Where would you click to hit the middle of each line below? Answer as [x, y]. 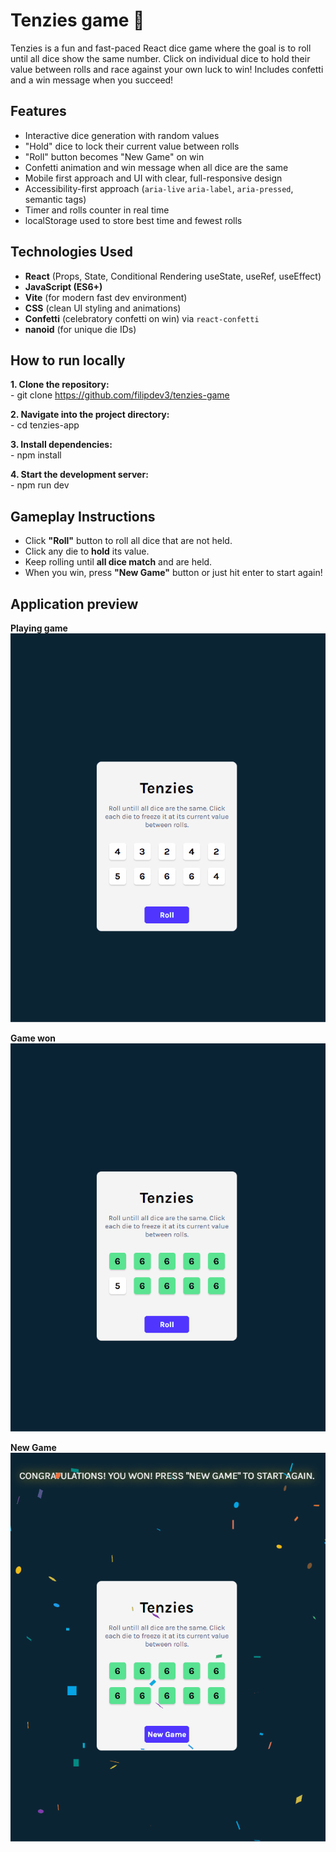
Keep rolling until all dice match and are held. [118, 562]
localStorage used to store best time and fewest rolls [133, 220]
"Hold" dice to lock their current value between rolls [132, 146]
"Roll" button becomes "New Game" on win [114, 156]
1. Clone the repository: [60, 385]
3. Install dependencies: [61, 445]
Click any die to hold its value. [87, 551]
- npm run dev [40, 485]
